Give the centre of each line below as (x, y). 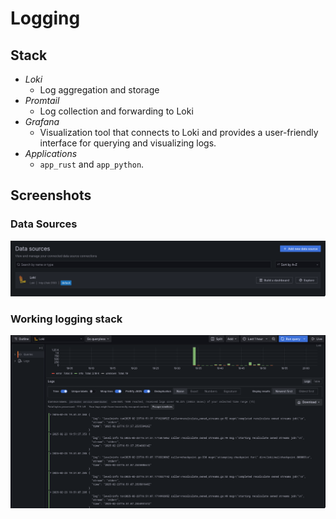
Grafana (42, 121)
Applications (51, 153)
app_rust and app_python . (92, 164)
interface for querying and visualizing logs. (128, 143)
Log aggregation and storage (99, 90)
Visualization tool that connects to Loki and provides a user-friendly (179, 132)
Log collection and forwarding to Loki (116, 111)
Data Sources (44, 224)
